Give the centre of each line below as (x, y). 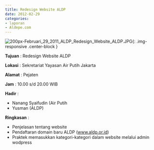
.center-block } (43, 47)
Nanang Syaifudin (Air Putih (40, 103)
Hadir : (12, 94)
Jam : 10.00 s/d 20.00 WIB (31, 84)
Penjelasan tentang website (39, 127)
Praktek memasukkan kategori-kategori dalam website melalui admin (81, 137)
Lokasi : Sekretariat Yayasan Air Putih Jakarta (50, 66)
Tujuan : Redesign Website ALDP (38, 56)
